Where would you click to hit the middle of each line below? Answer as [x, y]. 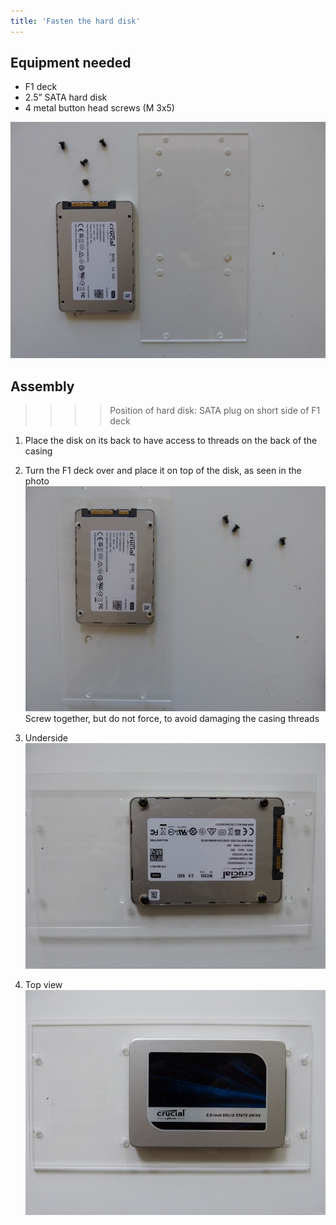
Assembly [42, 386]
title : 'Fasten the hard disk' [75, 21]
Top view [43, 984]
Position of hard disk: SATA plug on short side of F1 [215, 411]
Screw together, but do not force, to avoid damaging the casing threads [172, 719]
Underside [46, 738]
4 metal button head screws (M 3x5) [99, 108]
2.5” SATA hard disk [66, 97]
